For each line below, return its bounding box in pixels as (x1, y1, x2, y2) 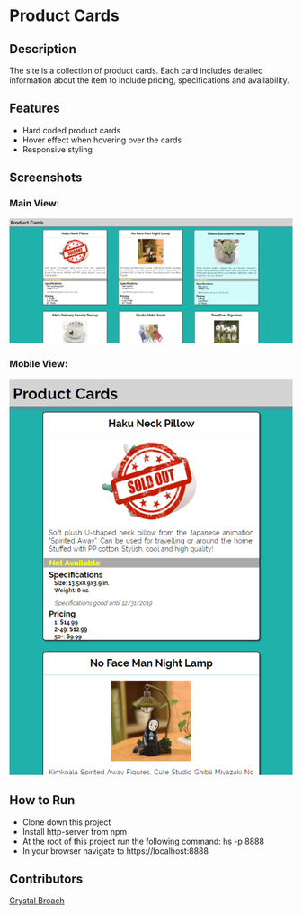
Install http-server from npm (22, 826, 128, 837)
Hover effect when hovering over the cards (22, 134, 182, 145)
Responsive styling (22, 143, 93, 154)
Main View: (9, 197, 60, 210)
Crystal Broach (9, 895, 65, 906)
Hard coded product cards (22, 124, 121, 135)
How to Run (9, 792, 75, 808)
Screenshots (9, 170, 83, 186)
